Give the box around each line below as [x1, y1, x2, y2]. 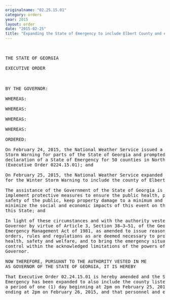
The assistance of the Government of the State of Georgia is [5, 188, 163, 193]
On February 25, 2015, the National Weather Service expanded [5, 172, 163, 178]
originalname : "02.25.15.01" [5, 7, 67, 13]
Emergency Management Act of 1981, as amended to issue [5, 228, 147, 234]
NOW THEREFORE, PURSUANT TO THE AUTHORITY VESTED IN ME [5, 259, 147, 264]
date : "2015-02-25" [5, 26, 47, 32]
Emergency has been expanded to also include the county [5, 279, 150, 285]
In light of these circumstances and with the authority [5, 218, 150, 224]
